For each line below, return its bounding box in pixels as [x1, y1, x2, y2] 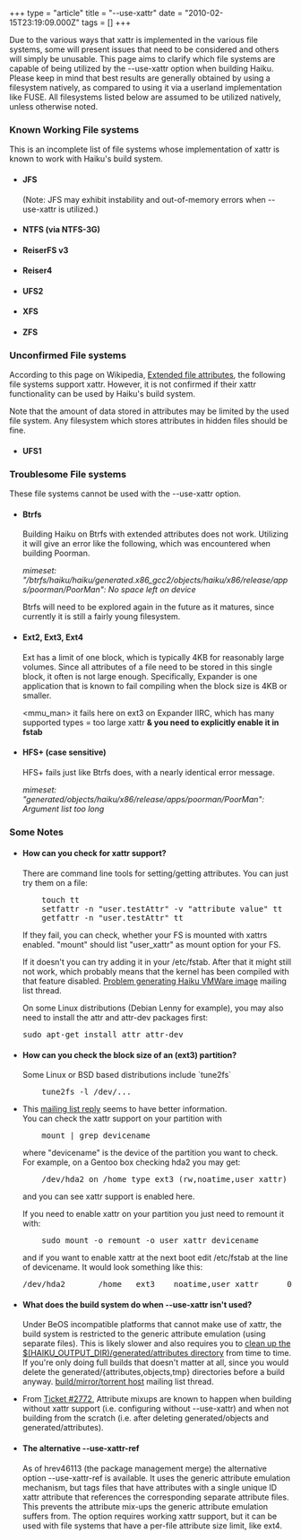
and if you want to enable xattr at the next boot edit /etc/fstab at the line [21, 1252, 288, 1264]
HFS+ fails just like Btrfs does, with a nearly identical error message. [21, 766, 275, 777]
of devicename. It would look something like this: [21, 1262, 203, 1273]
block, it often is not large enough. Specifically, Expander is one [21, 670, 258, 681]
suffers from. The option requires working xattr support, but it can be [21, 1510, 278, 1521]
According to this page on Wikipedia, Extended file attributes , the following [9, 370, 286, 381]
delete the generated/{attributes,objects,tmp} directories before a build [21, 1367, 285, 1378]
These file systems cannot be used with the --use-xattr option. [9, 488, 242, 499]
